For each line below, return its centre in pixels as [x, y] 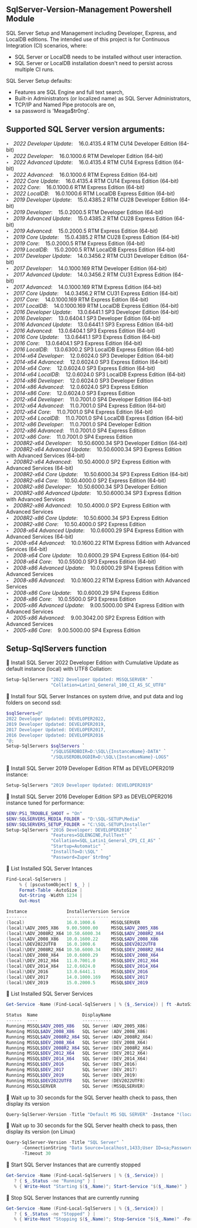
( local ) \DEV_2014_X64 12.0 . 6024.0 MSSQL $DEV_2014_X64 [82, 966]
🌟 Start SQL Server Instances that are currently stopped [73, 1165]
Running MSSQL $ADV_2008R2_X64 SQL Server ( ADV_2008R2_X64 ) [80, 1037]
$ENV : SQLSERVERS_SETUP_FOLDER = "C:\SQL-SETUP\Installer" [78, 825]
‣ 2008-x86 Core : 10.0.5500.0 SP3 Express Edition [71, 599]
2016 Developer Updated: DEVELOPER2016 [55, 735]
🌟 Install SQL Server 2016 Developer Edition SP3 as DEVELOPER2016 [89, 796]
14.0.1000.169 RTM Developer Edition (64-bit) [112, 268]
